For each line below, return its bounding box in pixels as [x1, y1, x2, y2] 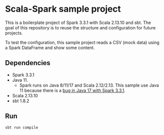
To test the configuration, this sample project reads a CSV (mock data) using [5, 39, 160, 45]
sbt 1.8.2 [12, 98, 29, 104]
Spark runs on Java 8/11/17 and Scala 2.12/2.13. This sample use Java [19, 82, 159, 88]
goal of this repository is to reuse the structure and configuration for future [5, 24, 156, 30]
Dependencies [5, 59, 50, 67]
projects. [5, 30, 23, 36]
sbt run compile [5, 125, 38, 130]
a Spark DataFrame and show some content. [5, 45, 95, 50]
